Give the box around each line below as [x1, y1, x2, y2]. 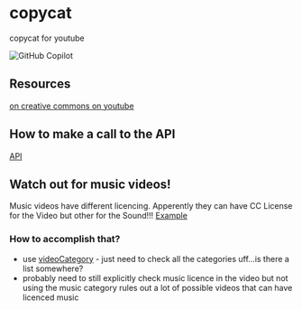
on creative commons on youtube [9, 100, 134, 111]
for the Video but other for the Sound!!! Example [9, 211, 188, 221]
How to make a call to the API [9, 127, 176, 142]
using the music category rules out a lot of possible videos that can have [22, 282, 293, 293]
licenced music [22, 292, 79, 303]
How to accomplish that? [9, 233, 121, 246]
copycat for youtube [9, 33, 86, 43]
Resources [9, 76, 71, 92]
